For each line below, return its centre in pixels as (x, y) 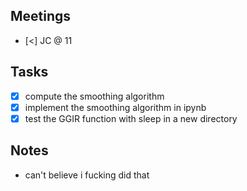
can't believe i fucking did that (87, 175)
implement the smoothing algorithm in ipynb (115, 107)
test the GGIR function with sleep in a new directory (131, 118)
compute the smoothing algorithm (94, 96)
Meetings (41, 16)
